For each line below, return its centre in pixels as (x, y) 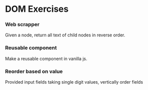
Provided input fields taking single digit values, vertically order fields (74, 82)
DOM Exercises (37, 9)
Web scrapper (22, 25)
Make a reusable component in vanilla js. (46, 59)
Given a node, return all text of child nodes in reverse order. (65, 35)
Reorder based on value (34, 71)
